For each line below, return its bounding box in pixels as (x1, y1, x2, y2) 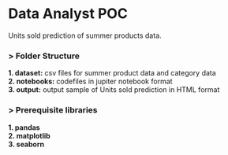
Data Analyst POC (8, 5, 129, 23)
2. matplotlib (8, 131, 51, 140)
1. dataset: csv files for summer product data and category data (8, 68, 217, 78)
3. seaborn (8, 139, 45, 149)
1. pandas (8, 123, 41, 132)
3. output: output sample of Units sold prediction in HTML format (8, 85, 220, 94)
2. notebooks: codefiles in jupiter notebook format (8, 76, 173, 87)
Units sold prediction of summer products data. (8, 31, 162, 40)
